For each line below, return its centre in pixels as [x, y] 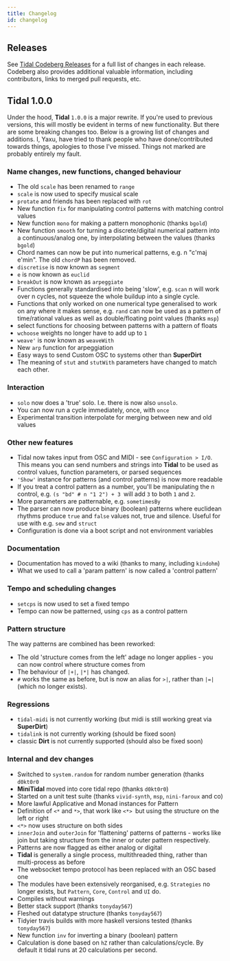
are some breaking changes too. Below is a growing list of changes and [108, 132]
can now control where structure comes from [81, 664]
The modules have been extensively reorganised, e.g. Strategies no [114, 884]
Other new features [40, 442]
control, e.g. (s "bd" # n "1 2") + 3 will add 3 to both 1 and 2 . [106, 494]
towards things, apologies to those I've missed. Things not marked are [106, 147]
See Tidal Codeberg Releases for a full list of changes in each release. [106, 64]
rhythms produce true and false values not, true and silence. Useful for [119, 516]
